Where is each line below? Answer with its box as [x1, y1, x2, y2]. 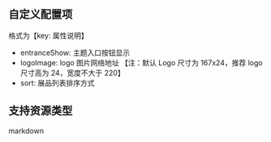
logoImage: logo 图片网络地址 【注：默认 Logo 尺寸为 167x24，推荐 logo [19, 57, 263, 67]
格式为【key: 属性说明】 [8, 31, 89, 40]
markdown [8, 126, 45, 136]
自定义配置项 [8, 7, 73, 22]
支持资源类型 [8, 104, 73, 118]
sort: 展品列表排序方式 [19, 77, 95, 87]
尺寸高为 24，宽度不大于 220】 [19, 68, 125, 77]
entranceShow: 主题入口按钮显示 [19, 48, 131, 57]
